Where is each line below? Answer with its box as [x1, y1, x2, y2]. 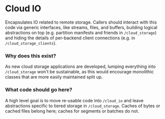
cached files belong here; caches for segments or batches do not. [5, 108, 139, 114]
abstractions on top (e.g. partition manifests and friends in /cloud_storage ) [5, 30, 157, 35]
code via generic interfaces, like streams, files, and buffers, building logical [5, 24, 158, 30]
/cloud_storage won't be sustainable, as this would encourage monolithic [5, 69, 154, 75]
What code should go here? [5, 87, 72, 93]
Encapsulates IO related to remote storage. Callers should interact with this [5, 19, 157, 25]
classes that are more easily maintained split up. [5, 74, 103, 80]
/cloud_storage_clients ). [5, 40, 57, 46]
